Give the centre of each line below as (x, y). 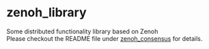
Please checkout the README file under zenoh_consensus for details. (104, 38)
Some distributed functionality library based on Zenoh (82, 31)
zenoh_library (46, 13)
